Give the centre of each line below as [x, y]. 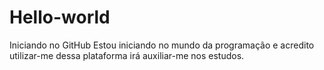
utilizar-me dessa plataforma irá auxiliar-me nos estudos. [127, 55]
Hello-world [60, 17]
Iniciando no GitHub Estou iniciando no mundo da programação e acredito [162, 45]
